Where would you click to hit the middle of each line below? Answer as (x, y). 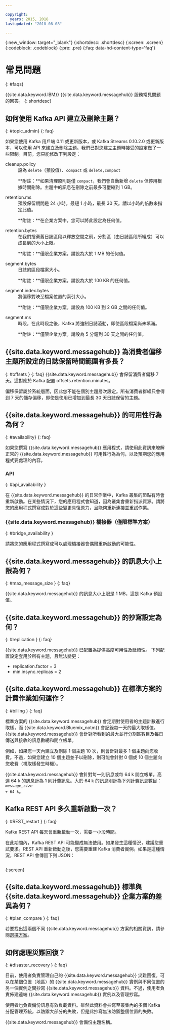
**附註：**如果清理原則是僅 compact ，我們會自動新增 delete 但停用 (88, 181)
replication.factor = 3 (34, 666)
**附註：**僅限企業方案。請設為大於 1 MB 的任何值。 (73, 254)
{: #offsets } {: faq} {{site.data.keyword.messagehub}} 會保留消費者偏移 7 (82, 374)
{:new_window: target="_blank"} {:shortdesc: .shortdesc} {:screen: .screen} (84, 42)
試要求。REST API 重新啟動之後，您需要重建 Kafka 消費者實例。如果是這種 (83, 849)
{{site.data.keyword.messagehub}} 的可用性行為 (83, 415)
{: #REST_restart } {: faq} (31, 821)
